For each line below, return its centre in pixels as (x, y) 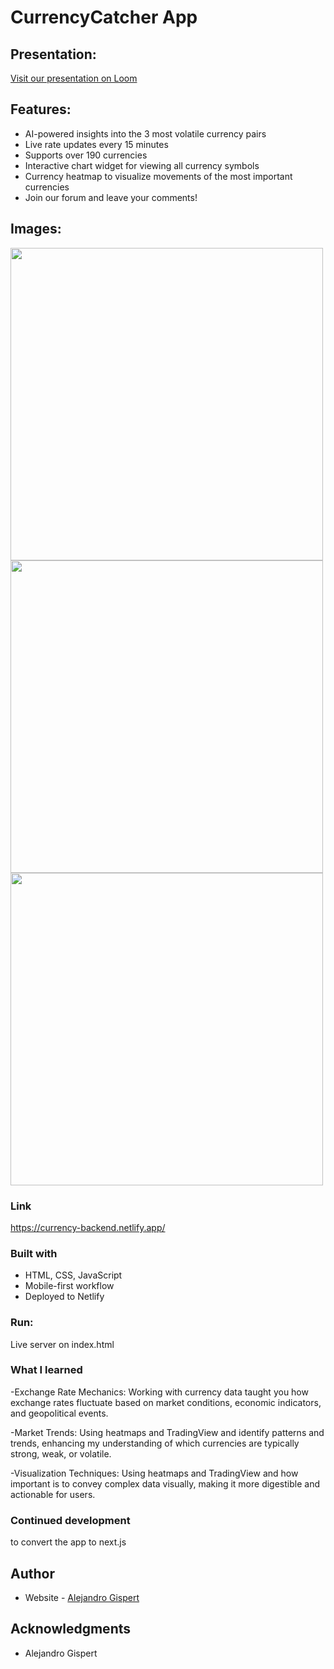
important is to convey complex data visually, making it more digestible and (165, 1483)
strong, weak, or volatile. (61, 1453)
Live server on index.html (62, 1344)
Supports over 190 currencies (86, 155)
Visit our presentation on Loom (74, 78)
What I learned (46, 1370)
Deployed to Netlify (64, 1297)
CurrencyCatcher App (104, 17)
